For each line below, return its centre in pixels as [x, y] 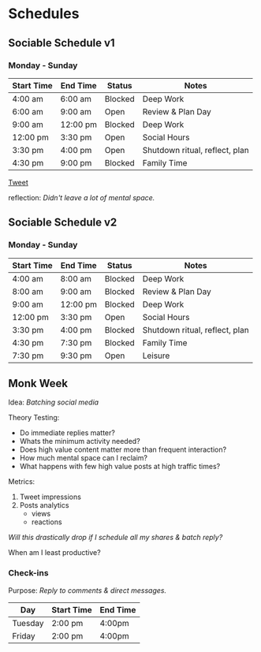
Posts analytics [44, 505]
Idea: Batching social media [54, 402]
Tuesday [28, 623]
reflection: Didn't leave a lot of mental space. [82, 197]
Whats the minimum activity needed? [80, 441]
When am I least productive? [54, 553]
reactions [47, 522]
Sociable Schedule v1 [62, 43]
